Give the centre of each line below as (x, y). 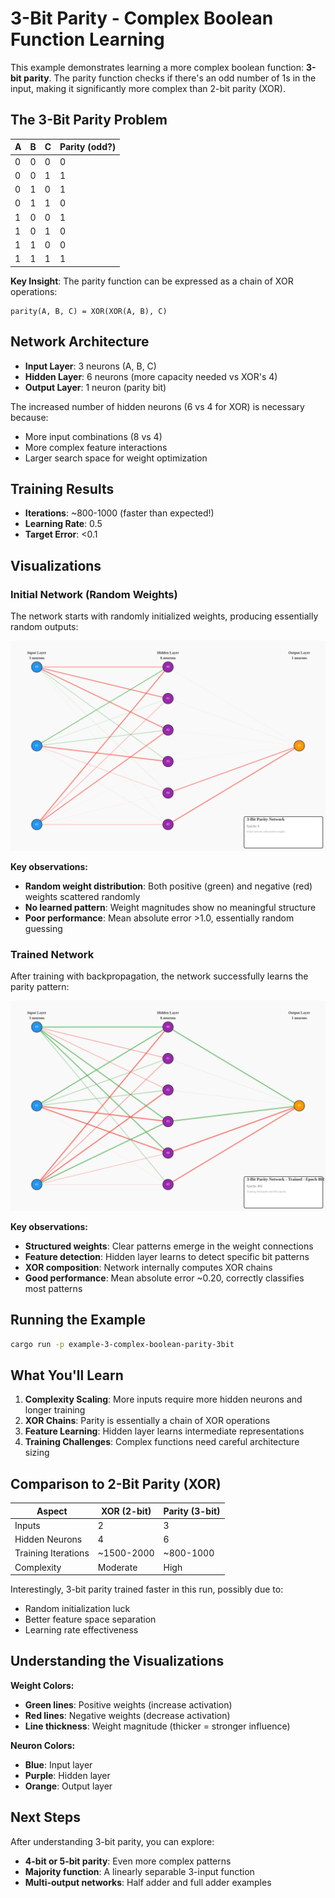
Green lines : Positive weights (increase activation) (128, 1704)
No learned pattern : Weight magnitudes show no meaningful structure (170, 907)
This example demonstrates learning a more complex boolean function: (157, 67)
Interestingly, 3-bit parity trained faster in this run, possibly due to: (147, 1589)
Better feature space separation (90, 1619)
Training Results (62, 488)
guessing (43, 928)
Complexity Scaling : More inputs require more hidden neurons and (163, 1399)
